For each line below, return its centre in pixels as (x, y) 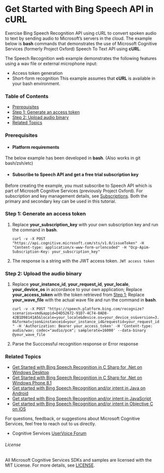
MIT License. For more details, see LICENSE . (50, 465)
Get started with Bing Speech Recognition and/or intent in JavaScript (82, 399)
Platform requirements (36, 147)
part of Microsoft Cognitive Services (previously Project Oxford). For (74, 191)
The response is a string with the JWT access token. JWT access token (83, 261)
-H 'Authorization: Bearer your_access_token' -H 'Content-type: (85, 326)
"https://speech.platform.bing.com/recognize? (96, 309)
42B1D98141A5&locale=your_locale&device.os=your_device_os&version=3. (86, 318)
